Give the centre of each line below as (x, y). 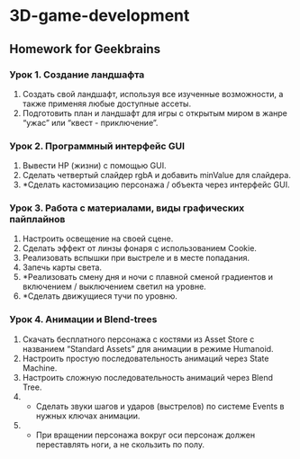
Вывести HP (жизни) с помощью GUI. (94, 166)
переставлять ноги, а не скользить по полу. (120, 444)
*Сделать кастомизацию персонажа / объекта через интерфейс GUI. (156, 184)
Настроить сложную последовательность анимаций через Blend (147, 377)
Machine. (40, 368)
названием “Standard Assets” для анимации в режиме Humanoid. (148, 348)
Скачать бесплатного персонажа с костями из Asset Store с (138, 339)
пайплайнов (37, 220)
